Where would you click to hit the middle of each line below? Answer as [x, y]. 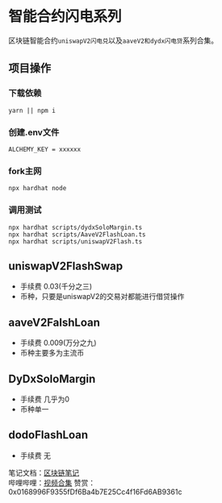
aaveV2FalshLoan [54, 322]
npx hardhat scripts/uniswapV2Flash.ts [75, 241]
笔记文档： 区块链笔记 [44, 472]
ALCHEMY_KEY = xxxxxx [45, 149]
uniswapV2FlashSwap [66, 266]
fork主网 [25, 171]
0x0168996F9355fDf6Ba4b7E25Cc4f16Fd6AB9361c [95, 492]
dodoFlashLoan [48, 435]
